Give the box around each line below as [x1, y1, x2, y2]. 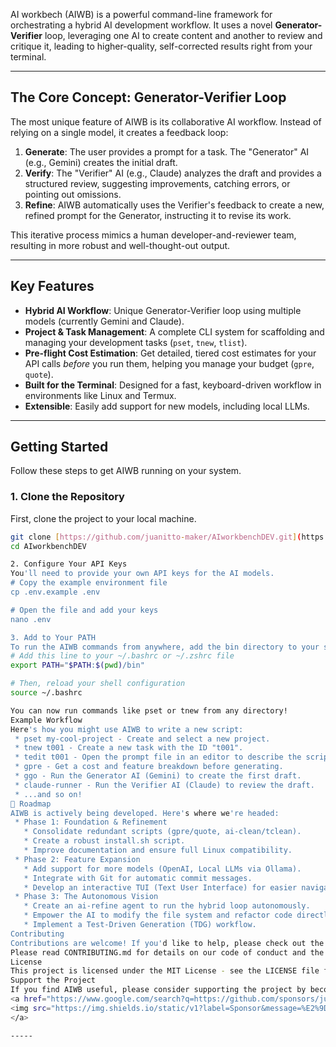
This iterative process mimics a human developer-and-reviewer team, [10, 229, 297, 241]
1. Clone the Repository [10, 490, 125, 504]
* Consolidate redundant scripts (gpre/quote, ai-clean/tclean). [23, 827, 302, 837]
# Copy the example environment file [10, 578, 168, 588]
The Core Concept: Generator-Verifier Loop [10, 89, 287, 106]
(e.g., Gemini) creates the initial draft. [24, 156, 178, 168]
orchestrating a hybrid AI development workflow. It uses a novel [10, 19, 273, 31]
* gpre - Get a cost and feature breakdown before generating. [14, 762, 284, 772]
